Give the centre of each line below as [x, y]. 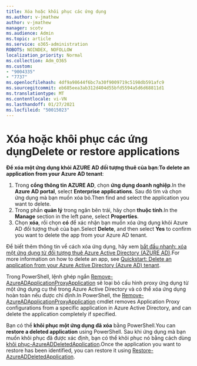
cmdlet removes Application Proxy [138, 302]
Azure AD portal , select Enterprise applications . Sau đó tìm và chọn [98, 192]
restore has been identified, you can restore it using [69, 351]
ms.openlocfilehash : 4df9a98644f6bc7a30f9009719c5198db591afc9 [85, 83]
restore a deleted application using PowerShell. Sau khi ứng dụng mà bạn [96, 332]
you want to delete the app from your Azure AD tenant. [81, 235]
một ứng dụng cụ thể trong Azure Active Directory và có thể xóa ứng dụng [96, 289]
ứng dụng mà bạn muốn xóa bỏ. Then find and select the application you [102, 198]
